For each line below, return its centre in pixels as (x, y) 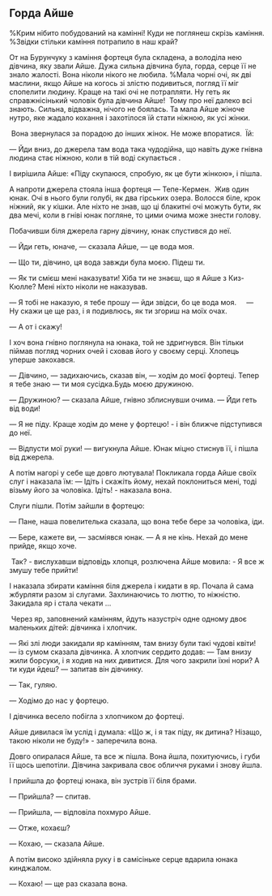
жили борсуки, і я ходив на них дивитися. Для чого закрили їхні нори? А (134, 660)
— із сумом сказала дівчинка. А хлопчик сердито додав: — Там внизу (130, 652)
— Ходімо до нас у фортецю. (59, 700)
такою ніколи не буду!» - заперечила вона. (83, 740)
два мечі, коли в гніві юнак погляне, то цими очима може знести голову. (135, 215)
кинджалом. (30, 868)
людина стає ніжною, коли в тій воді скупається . (95, 157)
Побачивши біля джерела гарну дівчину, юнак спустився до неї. (120, 230)
